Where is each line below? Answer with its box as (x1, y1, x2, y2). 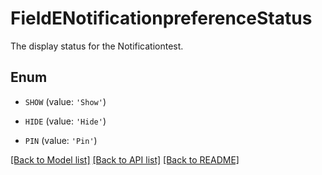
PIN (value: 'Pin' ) (24, 134, 98, 146)
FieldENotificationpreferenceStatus (10, 7, 313, 30)
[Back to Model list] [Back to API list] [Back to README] (10, 153, 240, 166)
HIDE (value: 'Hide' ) (24, 115, 107, 127)
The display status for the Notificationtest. (10, 40, 184, 52)
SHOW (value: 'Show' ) (24, 95, 107, 107)
